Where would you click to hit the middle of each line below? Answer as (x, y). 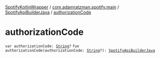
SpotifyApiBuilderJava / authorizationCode (48, 12)
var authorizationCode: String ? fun (42, 46)
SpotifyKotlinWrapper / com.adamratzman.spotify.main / (62, 7)
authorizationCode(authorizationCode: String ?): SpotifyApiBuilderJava (80, 50)
